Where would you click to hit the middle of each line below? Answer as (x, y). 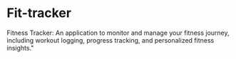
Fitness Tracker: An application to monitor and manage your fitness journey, (118, 33)
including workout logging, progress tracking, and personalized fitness (111, 40)
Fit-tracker (39, 13)
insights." (20, 48)
